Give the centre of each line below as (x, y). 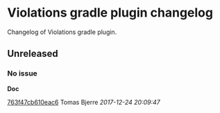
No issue (23, 73)
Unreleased (33, 54)
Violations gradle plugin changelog (110, 13)
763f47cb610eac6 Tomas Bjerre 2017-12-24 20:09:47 (84, 102)
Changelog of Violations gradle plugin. (62, 32)
